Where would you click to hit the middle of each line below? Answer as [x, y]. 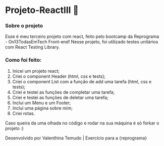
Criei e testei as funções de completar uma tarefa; [63, 92]
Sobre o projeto [24, 26]
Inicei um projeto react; [36, 71]
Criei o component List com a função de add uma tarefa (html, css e [82, 81]
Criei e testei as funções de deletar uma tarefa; [60, 97]
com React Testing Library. [33, 47]
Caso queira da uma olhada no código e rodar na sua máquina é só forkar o [82, 123]
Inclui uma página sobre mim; [42, 108]
